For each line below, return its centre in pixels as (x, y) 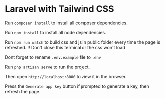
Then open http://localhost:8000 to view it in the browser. (66, 76)
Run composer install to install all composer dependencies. (66, 23)
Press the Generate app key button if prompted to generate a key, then (77, 86)
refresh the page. (23, 91)
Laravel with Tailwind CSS (60, 9)
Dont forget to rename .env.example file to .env (53, 57)
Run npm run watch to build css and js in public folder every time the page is (83, 42)
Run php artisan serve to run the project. (48, 67)
